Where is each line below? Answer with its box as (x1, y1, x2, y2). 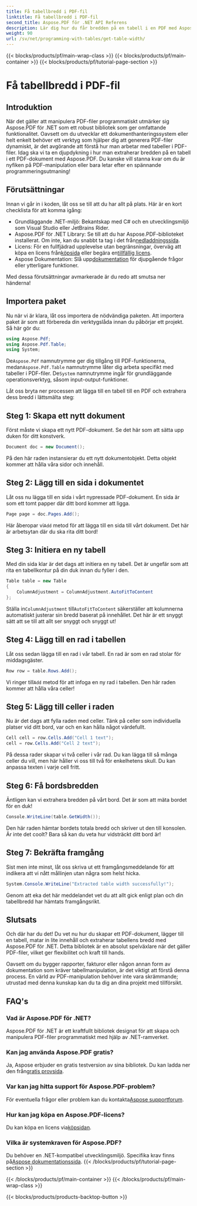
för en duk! (6, 803, 33, 809)
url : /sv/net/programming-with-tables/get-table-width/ (6, 36, 145, 42)
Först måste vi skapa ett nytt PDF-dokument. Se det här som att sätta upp (6, 427, 184, 434)
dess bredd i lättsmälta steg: (6, 394, 75, 401)
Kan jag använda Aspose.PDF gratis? (6, 1048, 114, 1056)
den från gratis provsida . (6, 1068, 64, 1075)
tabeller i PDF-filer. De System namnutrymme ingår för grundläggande (6, 370, 172, 377)
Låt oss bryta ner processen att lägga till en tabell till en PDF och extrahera (6, 387, 186, 394)
